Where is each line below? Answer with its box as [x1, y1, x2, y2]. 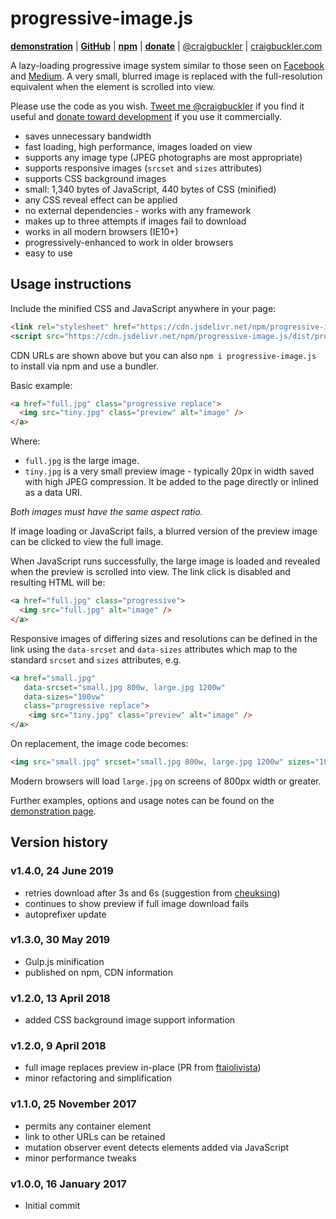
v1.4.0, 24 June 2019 [10, 864, 114, 878]
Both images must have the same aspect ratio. [10, 506, 203, 518]
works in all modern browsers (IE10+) [24, 225, 179, 237]
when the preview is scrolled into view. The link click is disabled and [10, 566, 291, 578]
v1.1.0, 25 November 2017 [10, 1097, 137, 1111]
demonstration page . [10, 805, 97, 817]
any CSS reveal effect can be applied [24, 193, 178, 206]
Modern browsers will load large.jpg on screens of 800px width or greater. [10, 775, 322, 787]
